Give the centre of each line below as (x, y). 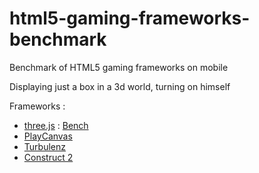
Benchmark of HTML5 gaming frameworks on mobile (119, 67)
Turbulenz (44, 146)
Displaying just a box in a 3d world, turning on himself (120, 86)
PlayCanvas (48, 136)
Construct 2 (48, 157)
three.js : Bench (56, 125)
